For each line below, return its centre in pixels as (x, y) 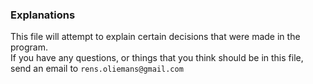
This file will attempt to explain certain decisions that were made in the (155, 37)
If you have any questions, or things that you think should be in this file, (157, 58)
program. (29, 47)
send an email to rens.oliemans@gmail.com (97, 69)
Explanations (43, 15)
